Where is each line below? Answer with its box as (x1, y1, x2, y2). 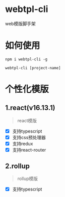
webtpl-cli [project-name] (5, 65, 61, 70)
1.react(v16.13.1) (5, 104, 56, 112)
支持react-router (12, 147, 46, 153)
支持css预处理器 (12, 134, 46, 140)
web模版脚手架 (5, 20, 36, 26)
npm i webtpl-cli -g (5, 56, 48, 62)
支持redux (12, 141, 33, 147)
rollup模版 (17, 176, 38, 182)
